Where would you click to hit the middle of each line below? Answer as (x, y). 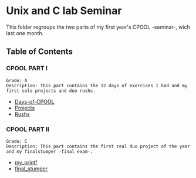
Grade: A (17, 80)
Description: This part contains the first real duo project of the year (98, 146)
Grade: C (17, 141)
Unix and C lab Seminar (64, 11)
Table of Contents (40, 52)
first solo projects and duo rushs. (51, 91)
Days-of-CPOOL (34, 101)
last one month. (25, 33)
